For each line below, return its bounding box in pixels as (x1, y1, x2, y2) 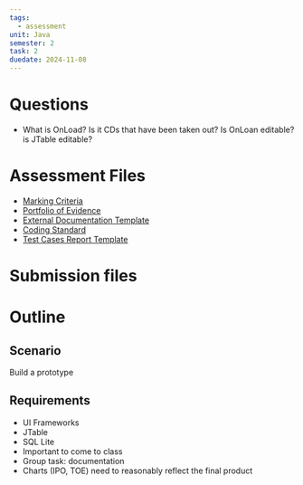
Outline (9, 307, 66, 328)
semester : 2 (9, 38, 54, 48)
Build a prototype (9, 367, 74, 378)
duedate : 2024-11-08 (9, 55, 88, 64)
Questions (9, 94, 89, 115)
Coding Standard (22, 223, 86, 235)
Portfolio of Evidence (22, 204, 101, 215)
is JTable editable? (22, 133, 93, 145)
